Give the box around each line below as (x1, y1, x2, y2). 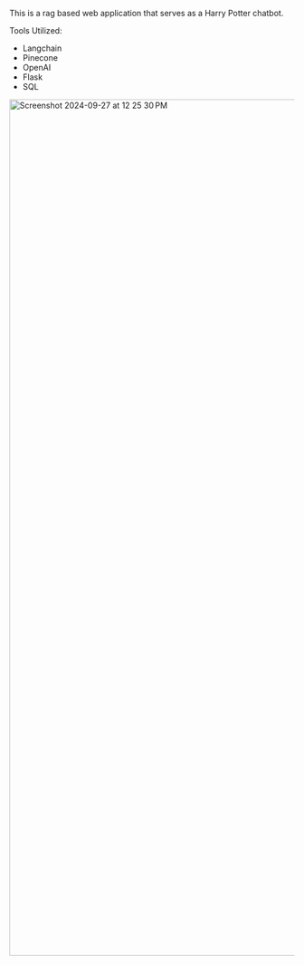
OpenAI (22, 63, 52, 72)
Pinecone (22, 53, 59, 63)
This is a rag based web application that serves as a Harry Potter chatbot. (9, 8, 284, 18)
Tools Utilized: (9, 25, 62, 35)
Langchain (22, 43, 62, 53)
